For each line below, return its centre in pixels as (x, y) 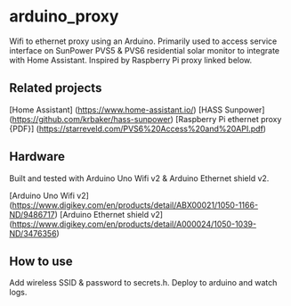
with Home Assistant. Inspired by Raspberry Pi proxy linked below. (131, 60)
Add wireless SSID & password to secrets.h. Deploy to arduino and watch (143, 283)
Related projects (56, 88)
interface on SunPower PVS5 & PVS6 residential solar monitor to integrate (145, 50)
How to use (41, 261)
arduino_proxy (64, 17)
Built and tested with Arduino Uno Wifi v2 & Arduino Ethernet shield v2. (139, 178)
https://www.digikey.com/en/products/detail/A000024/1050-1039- (134, 224)
